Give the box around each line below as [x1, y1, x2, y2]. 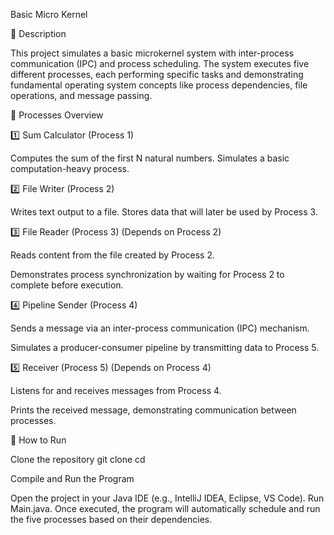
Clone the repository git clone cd [10, 454, 146, 465]
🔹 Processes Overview [10, 109, 104, 121]
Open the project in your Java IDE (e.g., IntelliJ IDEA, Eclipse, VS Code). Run [10, 492, 325, 504]
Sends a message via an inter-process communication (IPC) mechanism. [10, 322, 310, 334]
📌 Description [10, 28, 67, 39]
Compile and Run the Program [10, 473, 135, 484]
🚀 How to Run [10, 434, 67, 446]
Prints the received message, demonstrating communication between [10, 404, 297, 416]
